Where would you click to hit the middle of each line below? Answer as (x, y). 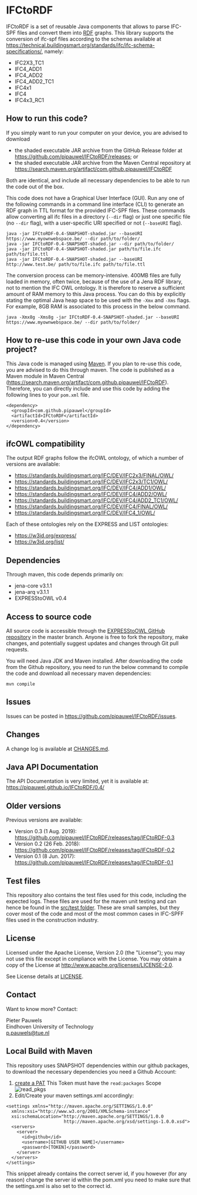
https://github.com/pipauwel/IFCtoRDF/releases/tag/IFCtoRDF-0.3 (94, 838)
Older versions (34, 806)
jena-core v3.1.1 (33, 586)
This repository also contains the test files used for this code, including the (96, 895)
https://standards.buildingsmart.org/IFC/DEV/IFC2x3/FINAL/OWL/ (94, 476)
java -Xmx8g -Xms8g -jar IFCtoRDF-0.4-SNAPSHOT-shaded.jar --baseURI (93, 317)
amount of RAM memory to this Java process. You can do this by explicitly (96, 294)
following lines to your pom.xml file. (48, 395)
